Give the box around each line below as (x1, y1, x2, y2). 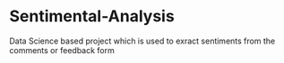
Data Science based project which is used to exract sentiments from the (9, 35, 276, 46)
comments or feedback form (9, 44, 115, 55)
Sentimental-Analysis (9, 6, 175, 27)
